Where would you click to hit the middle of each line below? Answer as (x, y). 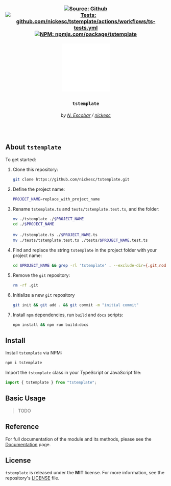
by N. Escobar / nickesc (86, 115)
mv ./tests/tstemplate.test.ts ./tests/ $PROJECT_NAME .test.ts (80, 240)
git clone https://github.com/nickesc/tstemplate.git (71, 179)
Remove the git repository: (41, 275)
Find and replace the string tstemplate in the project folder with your (85, 250)
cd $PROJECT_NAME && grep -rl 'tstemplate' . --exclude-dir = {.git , (86, 265)
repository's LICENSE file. (32, 478)
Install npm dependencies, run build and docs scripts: (68, 315)
